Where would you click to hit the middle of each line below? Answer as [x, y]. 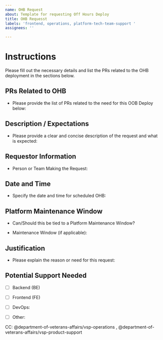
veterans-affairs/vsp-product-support [44, 332]
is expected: [25, 141]
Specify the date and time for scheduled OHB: [59, 196]
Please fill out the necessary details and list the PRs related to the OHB [77, 71]
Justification [25, 248]
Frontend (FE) [26, 297]
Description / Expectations [47, 124]
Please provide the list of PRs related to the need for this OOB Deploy [82, 103]
